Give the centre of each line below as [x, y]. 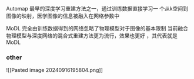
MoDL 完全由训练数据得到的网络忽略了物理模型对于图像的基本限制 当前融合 [97, 28]
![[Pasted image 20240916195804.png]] [54, 70]
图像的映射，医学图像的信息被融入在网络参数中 [63, 16]
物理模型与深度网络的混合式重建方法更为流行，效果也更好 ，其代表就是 [92, 36]
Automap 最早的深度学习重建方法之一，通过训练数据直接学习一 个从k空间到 [97, 8]
